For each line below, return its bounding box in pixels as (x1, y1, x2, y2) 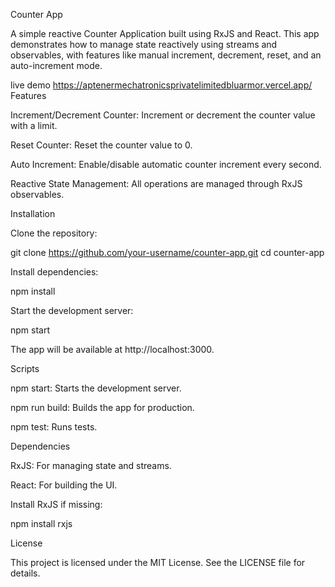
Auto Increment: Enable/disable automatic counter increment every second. (10, 159, 322, 170)
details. (10, 567, 41, 579)
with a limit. (10, 120, 58, 131)
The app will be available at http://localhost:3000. (10, 344, 215, 355)
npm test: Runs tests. (10, 421, 98, 433)
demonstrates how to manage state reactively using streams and (10, 39, 278, 50)
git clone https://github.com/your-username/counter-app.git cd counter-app (10, 247, 325, 258)
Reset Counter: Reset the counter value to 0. (10, 139, 193, 151)
